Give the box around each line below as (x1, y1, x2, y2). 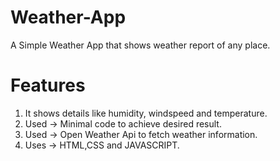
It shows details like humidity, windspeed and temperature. (24, 107, 268, 119)
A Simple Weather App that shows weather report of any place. (10, 39, 271, 51)
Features (10, 74, 86, 97)
